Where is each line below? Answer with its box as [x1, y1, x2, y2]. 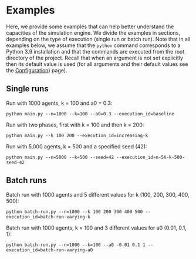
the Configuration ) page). [6, 67, 67, 74]
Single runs [6, 84, 49, 94]
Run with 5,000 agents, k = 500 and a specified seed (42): [6, 142, 147, 150]
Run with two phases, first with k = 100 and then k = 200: [6, 121, 144, 128]
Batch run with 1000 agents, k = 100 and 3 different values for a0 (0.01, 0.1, [6, 224, 187, 231]
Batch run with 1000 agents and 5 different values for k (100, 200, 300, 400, [6, 191, 190, 198]
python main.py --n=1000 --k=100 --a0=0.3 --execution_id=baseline [6, 111, 175, 117]
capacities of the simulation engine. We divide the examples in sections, [6, 29, 181, 36]
